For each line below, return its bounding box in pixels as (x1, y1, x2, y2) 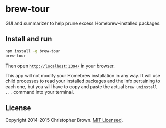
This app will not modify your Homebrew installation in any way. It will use (5, 72, 161, 78)
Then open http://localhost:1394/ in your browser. (5, 62, 115, 69)
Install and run (5, 35, 52, 44)
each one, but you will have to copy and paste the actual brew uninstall (5, 83, 157, 90)
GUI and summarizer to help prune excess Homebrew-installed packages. (5, 20, 161, 26)
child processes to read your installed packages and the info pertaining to (5, 78, 160, 84)
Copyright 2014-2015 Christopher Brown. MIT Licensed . (5, 117, 123, 123)
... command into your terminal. (5, 89, 74, 95)
